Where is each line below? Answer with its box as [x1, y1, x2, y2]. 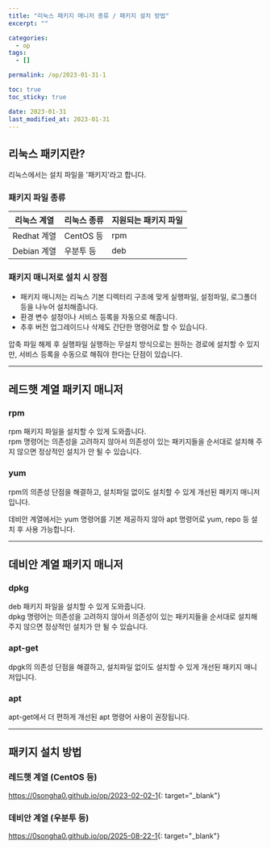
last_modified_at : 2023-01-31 [8, 115, 110, 123]
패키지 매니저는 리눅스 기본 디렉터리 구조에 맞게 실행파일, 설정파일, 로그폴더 [19, 291, 257, 301]
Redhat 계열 [12, 231, 56, 242]
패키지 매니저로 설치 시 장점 [8, 272, 108, 283]
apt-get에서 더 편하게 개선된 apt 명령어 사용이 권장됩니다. [8, 712, 190, 722]
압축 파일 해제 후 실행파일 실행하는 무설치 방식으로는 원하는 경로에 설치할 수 [8, 339, 245, 349]
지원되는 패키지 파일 [111, 215, 183, 226]
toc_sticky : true [8, 93, 67, 101]
